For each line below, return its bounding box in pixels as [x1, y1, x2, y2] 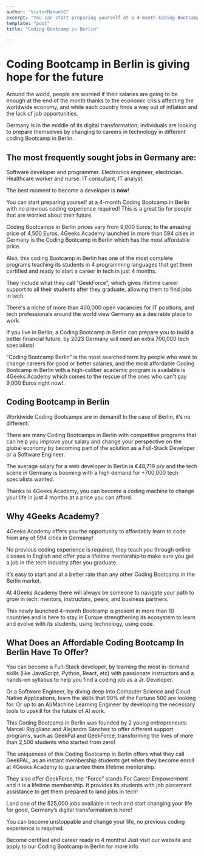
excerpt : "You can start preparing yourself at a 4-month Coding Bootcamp [6, 15, 200, 21]
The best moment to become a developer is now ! [6, 187, 129, 194]
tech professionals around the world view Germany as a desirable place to [6, 310, 192, 317]
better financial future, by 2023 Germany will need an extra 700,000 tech [6, 335, 189, 342]
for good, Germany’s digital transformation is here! [6, 806, 132, 813]
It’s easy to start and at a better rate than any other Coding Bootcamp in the [6, 570, 195, 578]
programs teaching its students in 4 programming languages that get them [6, 261, 192, 268]
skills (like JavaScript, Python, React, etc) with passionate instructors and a [6, 670, 194, 677]
